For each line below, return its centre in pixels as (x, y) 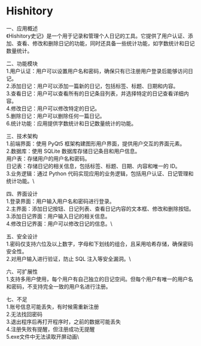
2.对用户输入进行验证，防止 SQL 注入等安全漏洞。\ (69, 259)
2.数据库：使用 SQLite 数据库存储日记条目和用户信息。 (73, 151)
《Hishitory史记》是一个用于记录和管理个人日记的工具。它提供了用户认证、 (97, 36)
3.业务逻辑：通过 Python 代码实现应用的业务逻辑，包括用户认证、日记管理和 (100, 173)
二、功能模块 (22, 63)
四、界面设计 (22, 193)
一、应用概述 (22, 28)
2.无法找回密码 (25, 314)
